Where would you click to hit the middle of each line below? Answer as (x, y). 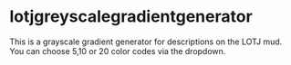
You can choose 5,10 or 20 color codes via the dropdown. (118, 51)
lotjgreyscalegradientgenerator (131, 17)
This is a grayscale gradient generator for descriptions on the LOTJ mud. (146, 42)
